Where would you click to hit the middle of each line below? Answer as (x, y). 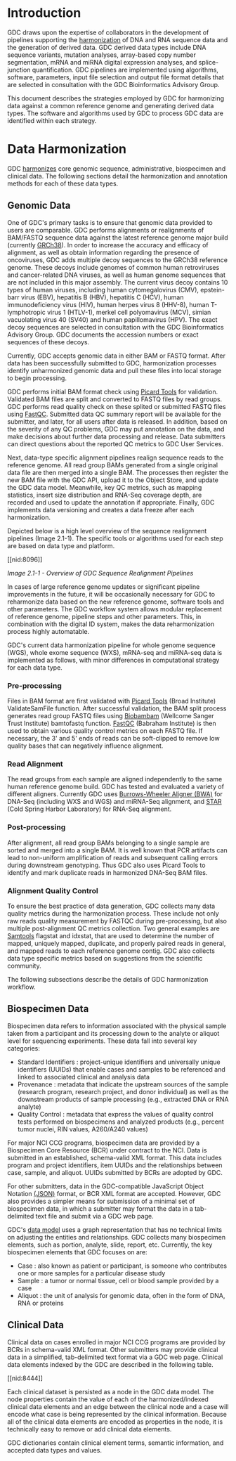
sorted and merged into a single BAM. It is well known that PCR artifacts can (118, 850)
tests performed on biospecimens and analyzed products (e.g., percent (121, 1122)
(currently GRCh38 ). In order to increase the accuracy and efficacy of (108, 245)
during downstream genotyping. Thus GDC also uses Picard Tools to (106, 865)
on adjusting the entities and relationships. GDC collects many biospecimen (117, 1237)
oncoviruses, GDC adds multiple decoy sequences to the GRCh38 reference (118, 260)
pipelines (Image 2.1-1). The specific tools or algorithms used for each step (115, 538)
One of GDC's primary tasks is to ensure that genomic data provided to (110, 222)
